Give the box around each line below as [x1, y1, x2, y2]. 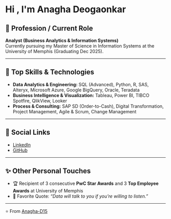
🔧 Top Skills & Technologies [5, 68, 95, 77]
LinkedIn [12, 141, 31, 148]
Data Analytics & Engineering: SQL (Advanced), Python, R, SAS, [12, 81, 149, 87]
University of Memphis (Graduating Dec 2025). [5, 48, 104, 54]
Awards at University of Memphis [12, 188, 83, 194]
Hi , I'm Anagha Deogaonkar [5, 4, 126, 15]
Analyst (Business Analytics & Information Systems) [5, 37, 119, 43]
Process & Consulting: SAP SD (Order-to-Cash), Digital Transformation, [12, 103, 164, 109]
